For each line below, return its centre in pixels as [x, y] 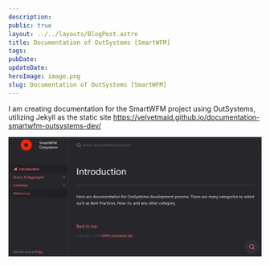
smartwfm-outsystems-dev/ [55, 125]
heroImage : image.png [45, 76]
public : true [30, 25]
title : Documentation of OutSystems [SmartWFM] [90, 43]
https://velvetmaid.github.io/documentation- [186, 117]
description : [30, 17]
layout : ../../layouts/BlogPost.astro [73, 34]
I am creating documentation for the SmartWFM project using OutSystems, [132, 108]
